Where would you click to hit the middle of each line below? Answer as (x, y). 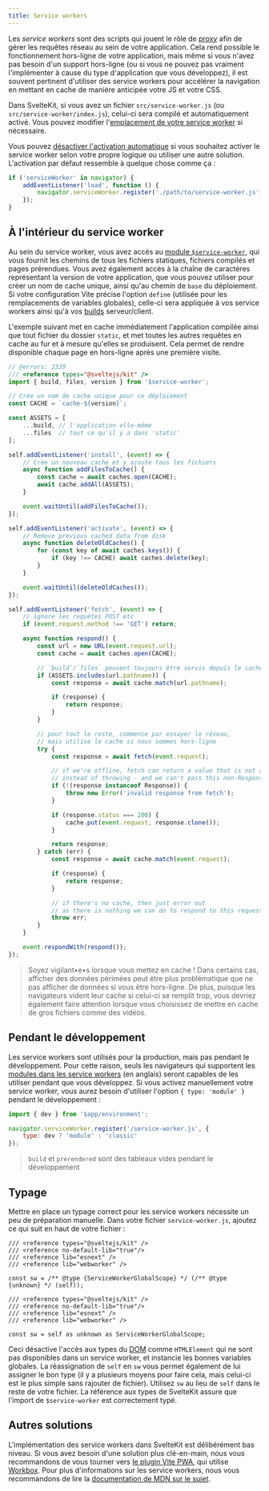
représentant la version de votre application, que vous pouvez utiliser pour (131, 277)
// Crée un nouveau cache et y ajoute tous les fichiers (120, 462)
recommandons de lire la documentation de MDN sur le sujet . (109, 1478)
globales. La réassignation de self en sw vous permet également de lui (124, 1366)
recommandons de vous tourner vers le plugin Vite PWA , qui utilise (118, 1461)
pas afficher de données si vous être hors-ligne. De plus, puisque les (142, 987)
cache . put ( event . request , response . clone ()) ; (143, 822)
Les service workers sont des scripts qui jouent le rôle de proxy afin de (125, 38)
